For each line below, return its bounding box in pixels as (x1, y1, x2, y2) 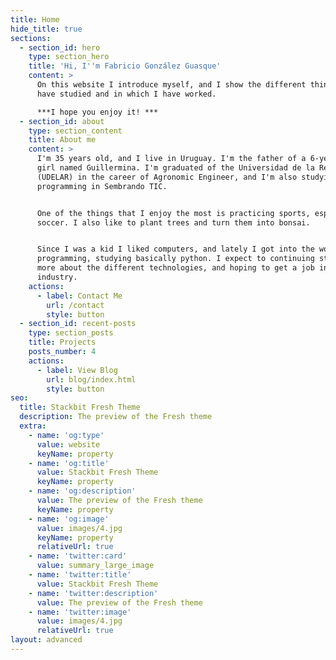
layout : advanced (10, 635, 83, 645)
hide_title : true (10, 24, 83, 34)
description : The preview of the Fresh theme (19, 412, 213, 422)
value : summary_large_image (36, 561, 155, 571)
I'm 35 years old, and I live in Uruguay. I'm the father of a (36, 154, 307, 164)
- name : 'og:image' (28, 514, 110, 524)
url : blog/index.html (46, 374, 137, 385)
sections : (10, 33, 52, 43)
